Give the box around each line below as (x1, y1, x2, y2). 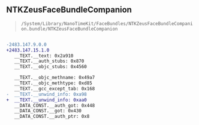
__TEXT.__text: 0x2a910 (14, 53, 74, 59)
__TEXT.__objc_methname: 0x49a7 (14, 75, 95, 81)
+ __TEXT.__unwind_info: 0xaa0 (6, 97, 87, 103)
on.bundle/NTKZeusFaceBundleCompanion (20, 26, 118, 32)
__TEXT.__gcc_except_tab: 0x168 (14, 86, 95, 92)
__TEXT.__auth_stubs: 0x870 (14, 58, 85, 65)
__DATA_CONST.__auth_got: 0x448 (14, 102, 95, 108)
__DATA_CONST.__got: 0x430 (14, 108, 82, 114)
